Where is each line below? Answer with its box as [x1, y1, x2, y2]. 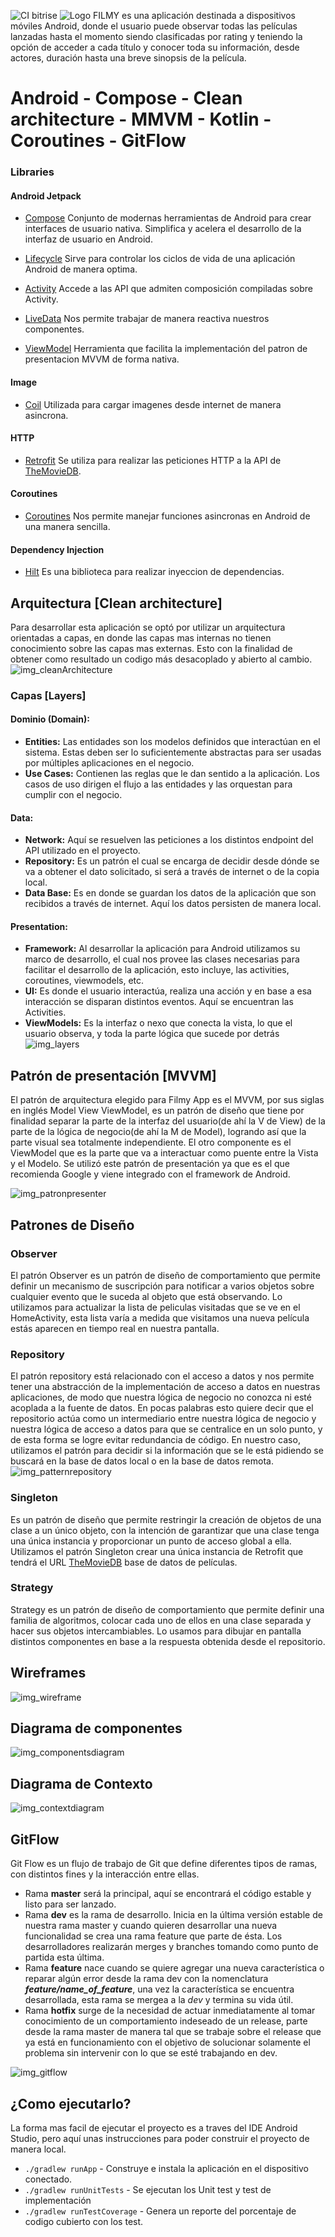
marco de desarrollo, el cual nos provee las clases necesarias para [24, 953, 300, 965]
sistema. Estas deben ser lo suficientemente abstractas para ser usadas [24, 746, 322, 759]
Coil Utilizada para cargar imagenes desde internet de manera [24, 398, 282, 410]
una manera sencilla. [24, 520, 111, 532]
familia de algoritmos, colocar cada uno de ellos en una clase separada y [10, 1614, 312, 1626]
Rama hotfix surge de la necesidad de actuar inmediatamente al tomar [24, 2005, 316, 2017]
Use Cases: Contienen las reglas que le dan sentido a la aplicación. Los [24, 768, 320, 780]
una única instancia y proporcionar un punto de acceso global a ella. [10, 1535, 292, 1547]
